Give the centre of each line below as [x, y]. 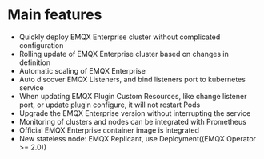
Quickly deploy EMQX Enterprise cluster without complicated [120, 37]
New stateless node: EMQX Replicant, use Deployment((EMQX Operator [138, 138]
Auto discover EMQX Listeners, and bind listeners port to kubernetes [132, 79]
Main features [55, 15]
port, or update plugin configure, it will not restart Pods [110, 105]
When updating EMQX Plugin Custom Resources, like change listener [133, 96]
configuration [41, 45]
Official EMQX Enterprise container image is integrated [109, 130]
